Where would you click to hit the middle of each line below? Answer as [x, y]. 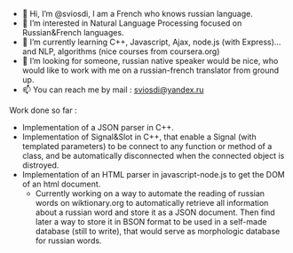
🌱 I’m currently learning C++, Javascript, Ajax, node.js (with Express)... [151, 42]
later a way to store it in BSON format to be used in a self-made [151, 221]
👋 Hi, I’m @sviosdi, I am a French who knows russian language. [137, 14]
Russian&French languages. [73, 32]
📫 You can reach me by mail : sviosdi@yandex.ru [113, 90]
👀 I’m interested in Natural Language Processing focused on [132, 23]
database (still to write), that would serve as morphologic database [158, 231]
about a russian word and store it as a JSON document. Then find [155, 212]
